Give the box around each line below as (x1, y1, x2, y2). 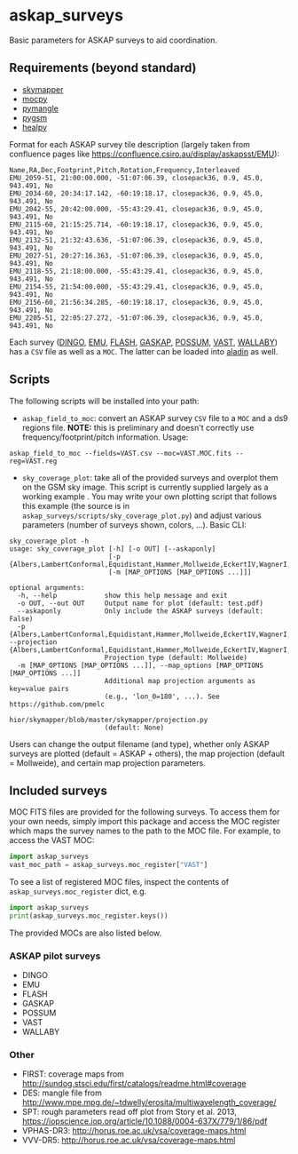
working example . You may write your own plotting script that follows (21, 490, 278, 502)
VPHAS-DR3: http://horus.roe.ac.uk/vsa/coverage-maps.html (21, 1126, 247, 1136)
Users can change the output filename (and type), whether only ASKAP (9, 738, 270, 749)
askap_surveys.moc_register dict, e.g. (9, 886, 147, 897)
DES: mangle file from (21, 1087, 102, 1098)
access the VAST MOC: (9, 835, 95, 846)
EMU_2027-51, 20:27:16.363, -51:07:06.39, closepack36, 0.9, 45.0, (9, 251, 264, 260)
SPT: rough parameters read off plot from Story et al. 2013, (21, 1107, 238, 1118)
